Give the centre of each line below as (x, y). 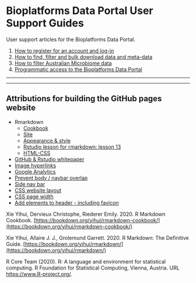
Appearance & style (47, 140)
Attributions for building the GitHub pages (84, 99)
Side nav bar (30, 184)
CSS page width (34, 196)
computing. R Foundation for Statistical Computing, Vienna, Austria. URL (93, 268)
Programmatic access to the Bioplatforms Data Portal (78, 69)
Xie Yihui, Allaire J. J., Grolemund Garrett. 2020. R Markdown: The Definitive (97, 237)
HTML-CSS (37, 153)
